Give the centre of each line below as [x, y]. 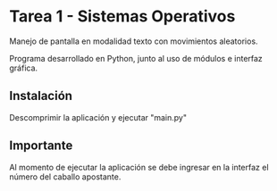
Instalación [41, 96]
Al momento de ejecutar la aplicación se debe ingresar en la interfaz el [139, 167]
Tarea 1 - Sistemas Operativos [122, 17]
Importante [41, 146]
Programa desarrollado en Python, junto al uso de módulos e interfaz [136, 58]
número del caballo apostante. [65, 177]
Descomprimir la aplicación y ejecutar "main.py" [98, 117]
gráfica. [24, 68]
